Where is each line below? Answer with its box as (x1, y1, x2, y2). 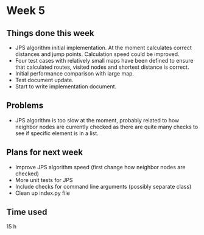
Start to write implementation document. (15, 83, 117, 90)
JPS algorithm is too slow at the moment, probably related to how (15, 116, 180, 124)
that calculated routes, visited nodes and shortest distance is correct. (15, 63, 189, 71)
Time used (6, 207, 47, 217)
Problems (6, 100, 44, 111)
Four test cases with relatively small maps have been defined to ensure (15, 57, 194, 64)
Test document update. (15, 77, 74, 83)
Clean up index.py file (15, 189, 70, 197)
